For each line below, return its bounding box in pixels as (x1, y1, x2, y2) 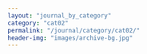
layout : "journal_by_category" (7, 11, 112, 20)
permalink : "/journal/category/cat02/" (7, 26, 141, 34)
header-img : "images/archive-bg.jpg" (7, 33, 133, 42)
